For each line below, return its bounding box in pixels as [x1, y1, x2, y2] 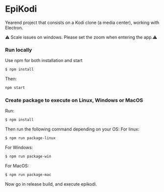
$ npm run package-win [5, 154, 51, 159]
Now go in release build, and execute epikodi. [5, 181, 97, 187]
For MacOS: [5, 163, 29, 169]
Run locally [5, 46, 32, 53]
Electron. [5, 24, 23, 30]
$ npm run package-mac [5, 172, 51, 177]
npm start [5, 85, 25, 90]
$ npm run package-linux [5, 136, 56, 141]
